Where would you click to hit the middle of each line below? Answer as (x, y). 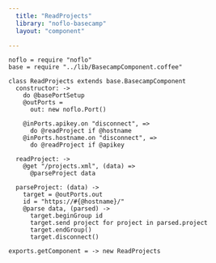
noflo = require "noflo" (50, 60)
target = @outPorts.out (63, 195)
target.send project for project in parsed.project (119, 223)
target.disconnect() (64, 237)
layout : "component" (50, 31)
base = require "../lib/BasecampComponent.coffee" (95, 67)
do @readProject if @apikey (77, 145)
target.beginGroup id (66, 216)
